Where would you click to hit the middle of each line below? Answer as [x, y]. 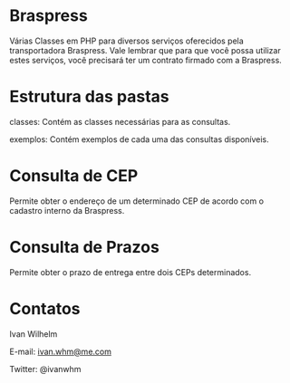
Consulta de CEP [74, 176]
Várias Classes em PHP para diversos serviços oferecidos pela [127, 41]
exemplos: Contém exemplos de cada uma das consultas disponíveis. [139, 139]
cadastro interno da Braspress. [67, 210]
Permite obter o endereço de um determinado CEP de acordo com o [137, 201]
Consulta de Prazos [85, 247]
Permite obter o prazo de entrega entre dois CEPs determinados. [130, 272]
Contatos [45, 308]
